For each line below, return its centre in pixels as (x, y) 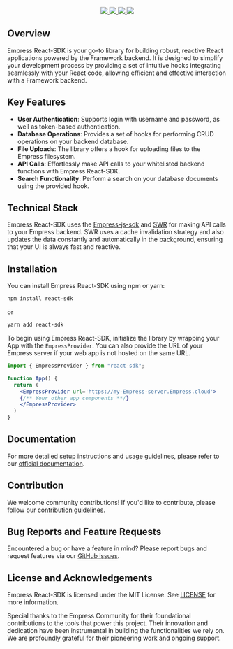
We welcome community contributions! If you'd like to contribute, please (111, 502)
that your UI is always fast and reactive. (64, 247)
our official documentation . (46, 463)
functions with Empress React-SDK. (69, 171)
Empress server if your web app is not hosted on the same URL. (99, 353)
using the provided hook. (53, 186)
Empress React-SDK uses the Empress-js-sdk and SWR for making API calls (117, 224)
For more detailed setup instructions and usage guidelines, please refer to (113, 456)
